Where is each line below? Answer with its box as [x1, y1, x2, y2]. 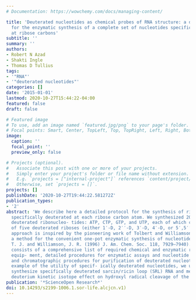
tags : [6, 68, 19, 74]
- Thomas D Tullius [6, 63, 54, 68]
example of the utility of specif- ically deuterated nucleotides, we [11, 263, 187, 269]
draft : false [6, 106, 38, 112]
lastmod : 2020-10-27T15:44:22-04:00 [6, 95, 95, 101]
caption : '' [11, 139, 41, 144]
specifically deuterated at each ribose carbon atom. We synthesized [11, 214, 184, 220]
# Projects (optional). [6, 160, 64, 165]
